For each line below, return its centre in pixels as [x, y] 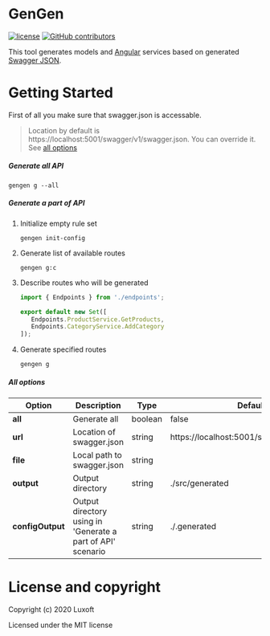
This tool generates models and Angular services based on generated [124, 51]
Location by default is [64, 130]
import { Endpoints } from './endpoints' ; [92, 297]
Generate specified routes [63, 349]
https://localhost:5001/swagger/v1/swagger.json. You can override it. [142, 139]
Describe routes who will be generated [84, 283]
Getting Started [61, 93]
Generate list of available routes [73, 253]
